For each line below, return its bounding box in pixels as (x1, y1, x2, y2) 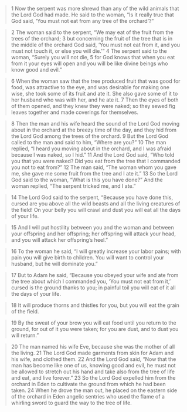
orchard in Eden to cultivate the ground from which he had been (11, 381, 166, 387)
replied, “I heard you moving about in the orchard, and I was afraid (11, 145, 172, 152)
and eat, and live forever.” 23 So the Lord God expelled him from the (11, 374, 176, 381)
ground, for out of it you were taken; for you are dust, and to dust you (11, 326, 179, 332)
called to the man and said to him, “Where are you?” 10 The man (11, 139, 166, 146)
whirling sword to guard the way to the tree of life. (11, 399, 132, 406)
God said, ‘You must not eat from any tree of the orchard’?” (11, 18, 154, 24)
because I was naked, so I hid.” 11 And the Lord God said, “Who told (11, 151, 175, 158)
